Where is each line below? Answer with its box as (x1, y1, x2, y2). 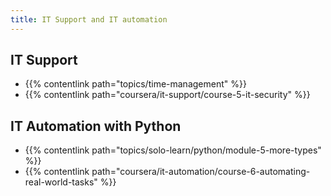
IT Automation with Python (10, 117, 182, 135)
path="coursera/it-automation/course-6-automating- (91, 166, 311, 178)
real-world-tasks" (24, 176, 98, 188)
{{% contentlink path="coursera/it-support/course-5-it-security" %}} (24, 89, 311, 101)
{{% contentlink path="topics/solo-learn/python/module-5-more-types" (24, 144, 322, 156)
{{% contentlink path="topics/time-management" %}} (24, 78, 247, 90)
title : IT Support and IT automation (10, 14, 168, 25)
